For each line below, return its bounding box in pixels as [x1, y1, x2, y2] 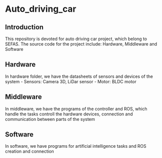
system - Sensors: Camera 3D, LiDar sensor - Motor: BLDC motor [5, 78, 137, 84]
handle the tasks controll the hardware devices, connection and [5, 111, 133, 117]
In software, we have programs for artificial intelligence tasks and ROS [5, 143, 146, 149]
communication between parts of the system [5, 116, 95, 122]
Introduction [5, 23, 44, 31]
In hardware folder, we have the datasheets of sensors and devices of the [5, 73, 153, 79]
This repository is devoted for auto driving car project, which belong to [5, 36, 147, 42]
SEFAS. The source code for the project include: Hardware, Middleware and [5, 41, 158, 47]
